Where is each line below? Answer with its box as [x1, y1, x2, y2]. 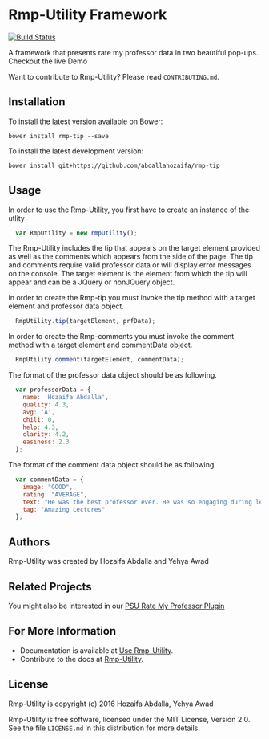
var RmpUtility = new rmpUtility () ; [15, 229, 138, 237]
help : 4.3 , [22, 423, 59, 431]
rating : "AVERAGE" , [22, 490, 88, 499]
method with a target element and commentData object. [8, 340, 193, 350]
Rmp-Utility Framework [8, 6, 167, 24]
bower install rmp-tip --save [8, 132, 110, 140]
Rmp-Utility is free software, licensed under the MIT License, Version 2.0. [8, 714, 251, 724]
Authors [8, 535, 50, 549]
